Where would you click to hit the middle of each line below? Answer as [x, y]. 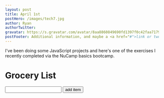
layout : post [18, 10]
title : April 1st [23, 14]
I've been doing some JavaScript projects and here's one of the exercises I [80, 50]
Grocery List [31, 76]
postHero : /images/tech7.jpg [35, 19]
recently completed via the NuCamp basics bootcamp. [60, 56]
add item [73, 89]
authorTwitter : [20, 28]
